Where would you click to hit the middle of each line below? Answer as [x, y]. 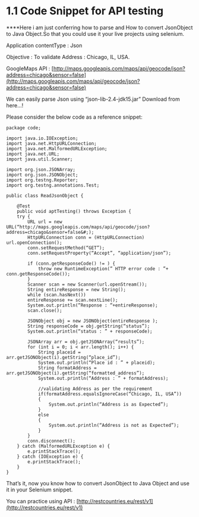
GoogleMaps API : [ [30, 68]
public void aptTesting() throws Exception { [74, 211]
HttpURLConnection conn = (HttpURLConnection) [86, 237]
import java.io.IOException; [42, 138]
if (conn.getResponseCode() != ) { [72, 264]
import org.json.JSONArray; [41, 169]
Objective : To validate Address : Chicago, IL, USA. [68, 57]
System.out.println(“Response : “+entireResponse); [93, 305]
